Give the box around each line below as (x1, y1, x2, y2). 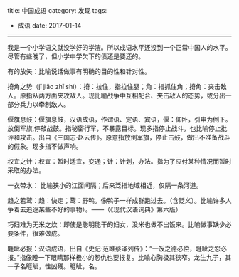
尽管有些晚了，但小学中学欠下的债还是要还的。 (7, 52, 144, 61)
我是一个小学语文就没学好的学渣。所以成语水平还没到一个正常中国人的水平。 (7, 43, 232, 51)
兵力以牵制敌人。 (19, 100, 70, 108)
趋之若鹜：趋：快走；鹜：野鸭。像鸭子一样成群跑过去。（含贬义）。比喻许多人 (7, 197, 232, 204)
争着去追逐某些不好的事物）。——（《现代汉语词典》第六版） (7, 205, 182, 214)
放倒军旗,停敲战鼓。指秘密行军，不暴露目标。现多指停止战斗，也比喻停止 (7, 124, 222, 132)
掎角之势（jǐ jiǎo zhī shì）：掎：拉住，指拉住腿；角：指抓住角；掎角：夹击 (7, 83, 221, 90)
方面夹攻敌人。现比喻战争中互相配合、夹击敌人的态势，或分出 (44, 91, 225, 100)
